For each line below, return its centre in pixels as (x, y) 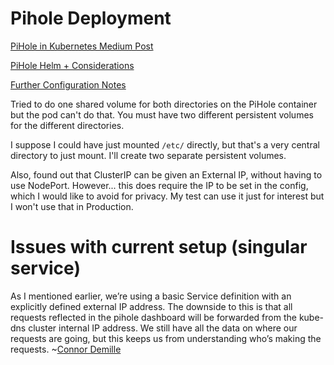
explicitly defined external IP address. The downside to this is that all (151, 306)
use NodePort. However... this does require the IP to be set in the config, (159, 185)
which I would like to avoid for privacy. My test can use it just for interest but (167, 196)
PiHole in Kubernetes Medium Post (82, 46)
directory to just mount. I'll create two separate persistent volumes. (148, 155)
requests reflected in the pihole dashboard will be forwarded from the (153, 317)
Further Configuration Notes (68, 84)
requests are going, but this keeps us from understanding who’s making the (166, 338)
